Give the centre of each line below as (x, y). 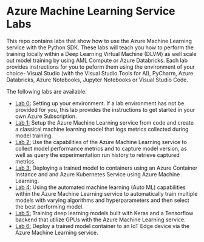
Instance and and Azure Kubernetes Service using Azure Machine (97, 174)
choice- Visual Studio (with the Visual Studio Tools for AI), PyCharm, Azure (100, 73)
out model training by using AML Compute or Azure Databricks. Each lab (97, 60)
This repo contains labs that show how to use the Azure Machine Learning (99, 41)
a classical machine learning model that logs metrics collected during (102, 129)
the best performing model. (49, 206)
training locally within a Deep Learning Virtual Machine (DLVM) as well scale (101, 54)
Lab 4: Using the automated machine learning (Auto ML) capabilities (100, 187)
